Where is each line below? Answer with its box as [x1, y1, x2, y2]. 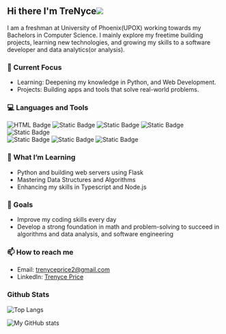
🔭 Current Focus [7, 62, 62, 72]
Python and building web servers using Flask [16, 168, 144, 177]
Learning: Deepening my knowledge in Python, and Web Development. [16, 78, 216, 86]
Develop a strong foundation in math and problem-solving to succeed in [16, 222, 220, 231]
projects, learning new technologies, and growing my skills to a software [7, 38, 211, 47]
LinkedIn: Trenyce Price [16, 273, 84, 281]
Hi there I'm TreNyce [7, 5, 97, 17]
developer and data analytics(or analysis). [7, 45, 125, 53]
